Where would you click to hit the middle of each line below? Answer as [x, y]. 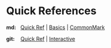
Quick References [51, 11]
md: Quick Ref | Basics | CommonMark [56, 27]
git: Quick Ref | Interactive [41, 39]
